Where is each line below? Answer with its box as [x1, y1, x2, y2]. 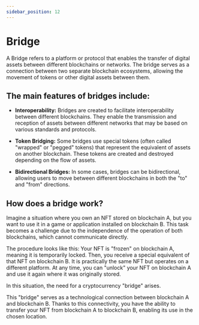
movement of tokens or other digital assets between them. [6, 73, 150, 81]
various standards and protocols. [14, 126, 97, 133]
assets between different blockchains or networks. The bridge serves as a [6, 61, 190, 68]
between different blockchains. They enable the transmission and [14, 113, 177, 121]
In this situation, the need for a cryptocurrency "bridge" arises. [6, 282, 161, 290]
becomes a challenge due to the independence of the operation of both [6, 227, 183, 234]
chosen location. [6, 313, 47, 320]
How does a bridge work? [6, 198, 104, 209]
